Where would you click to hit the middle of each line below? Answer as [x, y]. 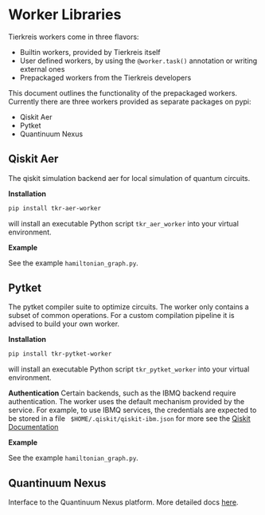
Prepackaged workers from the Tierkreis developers [105, 77]
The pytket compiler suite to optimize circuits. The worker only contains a [129, 307]
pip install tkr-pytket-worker [60, 354]
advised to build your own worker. [64, 324]
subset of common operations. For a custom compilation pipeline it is [121, 316]
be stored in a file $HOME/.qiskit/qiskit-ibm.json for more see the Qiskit [129, 419]
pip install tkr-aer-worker [55, 208]
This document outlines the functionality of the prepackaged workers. [123, 92]
